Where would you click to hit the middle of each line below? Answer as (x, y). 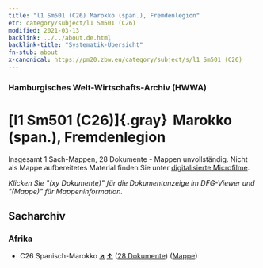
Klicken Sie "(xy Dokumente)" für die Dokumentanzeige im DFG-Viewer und (131, 182)
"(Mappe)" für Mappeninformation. (66, 191)
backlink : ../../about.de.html (60, 38)
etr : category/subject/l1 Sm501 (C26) (72, 23)
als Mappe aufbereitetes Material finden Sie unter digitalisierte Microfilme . (129, 167)
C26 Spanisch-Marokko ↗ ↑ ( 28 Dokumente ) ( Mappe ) (109, 256)
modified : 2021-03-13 (44, 30)
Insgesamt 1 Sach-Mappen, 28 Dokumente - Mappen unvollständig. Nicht (128, 159)
